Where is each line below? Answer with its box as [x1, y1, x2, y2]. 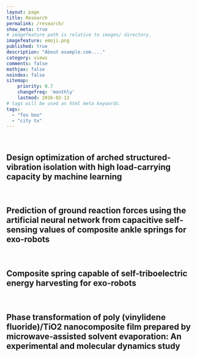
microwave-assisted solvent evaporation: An [6, 331, 182, 342]
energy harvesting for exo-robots [6, 278, 136, 289]
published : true [6, 44, 48, 50]
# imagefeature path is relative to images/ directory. [6, 32, 152, 38]
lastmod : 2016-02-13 [17, 95, 70, 101]
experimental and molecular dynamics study [6, 341, 180, 351]
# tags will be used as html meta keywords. [6, 100, 122, 106]
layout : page [6, 9, 40, 15]
